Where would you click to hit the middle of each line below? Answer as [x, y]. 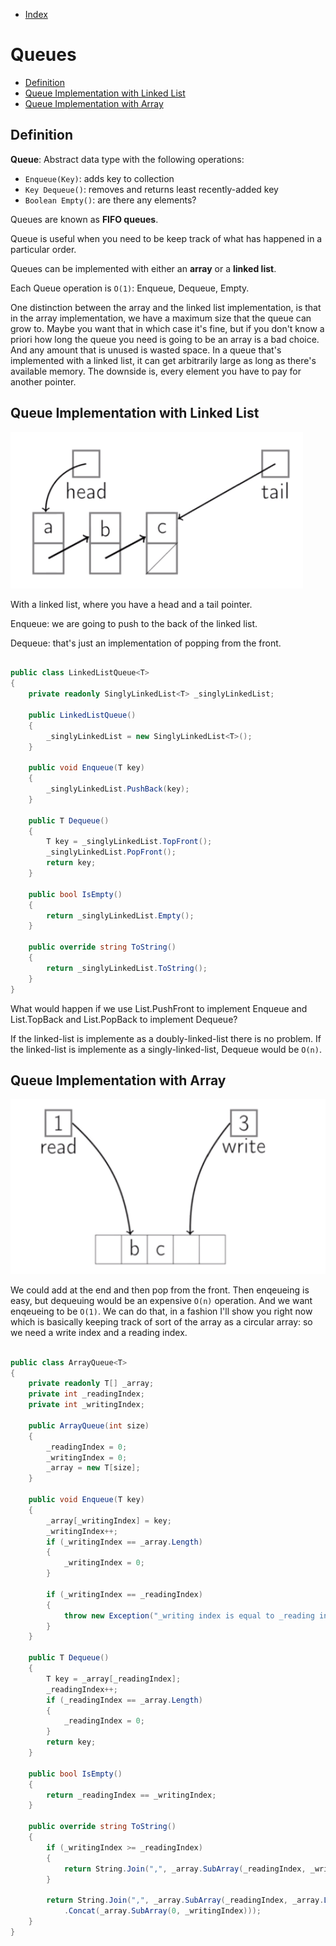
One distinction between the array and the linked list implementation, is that [166, 307]
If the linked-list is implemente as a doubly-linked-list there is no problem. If [166, 1038]
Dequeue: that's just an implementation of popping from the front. [146, 643]
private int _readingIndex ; [86, 1394]
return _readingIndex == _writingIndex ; [131, 1795]
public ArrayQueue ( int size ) [89, 1425]
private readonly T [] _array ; [91, 1384]
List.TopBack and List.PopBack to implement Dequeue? [124, 1019]
